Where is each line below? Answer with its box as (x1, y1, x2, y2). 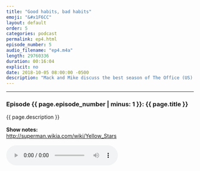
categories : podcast (6, 31, 58, 37)
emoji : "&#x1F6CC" (6, 14, 52, 20)
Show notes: (6, 126, 38, 134)
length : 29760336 (6, 53, 49, 59)
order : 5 (6, 25, 28, 31)
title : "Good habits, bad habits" (6, 8, 92, 15)
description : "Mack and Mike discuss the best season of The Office (6, 75, 180, 81)
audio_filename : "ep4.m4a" (6, 47, 73, 53)
